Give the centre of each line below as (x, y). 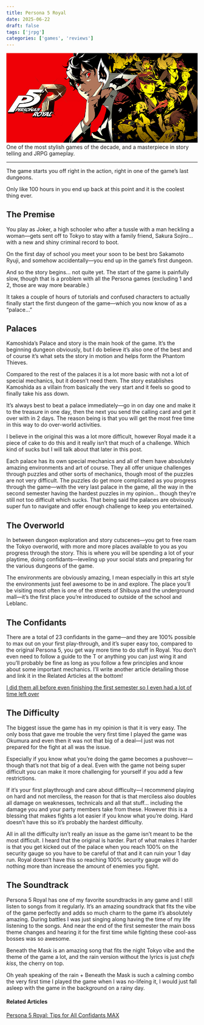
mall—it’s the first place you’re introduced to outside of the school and (94, 597)
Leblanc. (17, 603)
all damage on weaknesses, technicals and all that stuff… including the (95, 803)
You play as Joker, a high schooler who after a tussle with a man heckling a (100, 229)
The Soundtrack (37, 885)
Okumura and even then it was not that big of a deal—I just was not (90, 740)
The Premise (31, 215)
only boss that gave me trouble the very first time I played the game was (97, 734)
